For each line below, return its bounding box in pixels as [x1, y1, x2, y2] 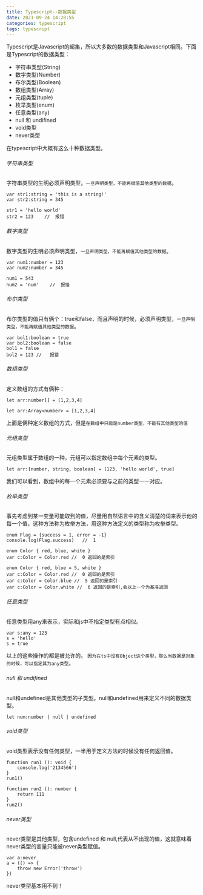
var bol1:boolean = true [6, 334, 69, 341]
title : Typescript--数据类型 [6, 8, 76, 15]
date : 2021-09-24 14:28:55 [6, 15, 75, 21]
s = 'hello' [6, 635, 36, 641]
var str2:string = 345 [6, 197, 64, 203]
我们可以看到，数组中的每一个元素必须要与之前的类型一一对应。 [6, 478, 165, 485]
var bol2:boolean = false [6, 340, 72, 346]
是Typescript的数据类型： [6, 51, 71, 58]
